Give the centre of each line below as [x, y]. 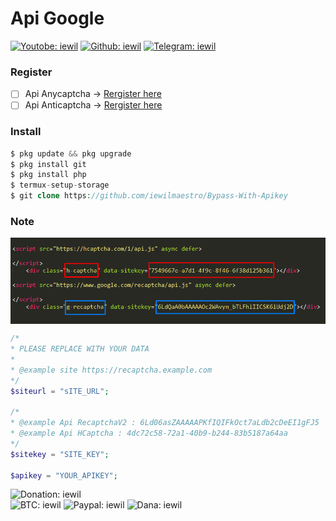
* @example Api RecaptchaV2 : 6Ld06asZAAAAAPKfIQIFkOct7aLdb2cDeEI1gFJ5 [165, 423]
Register [31, 72]
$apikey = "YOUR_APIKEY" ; [64, 475]
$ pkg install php [48, 175]
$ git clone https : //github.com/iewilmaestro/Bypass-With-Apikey [149, 196]
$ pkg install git [48, 164]
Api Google [57, 18]
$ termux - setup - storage [60, 185]
